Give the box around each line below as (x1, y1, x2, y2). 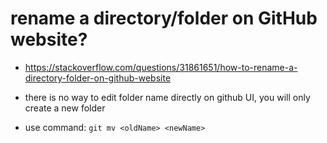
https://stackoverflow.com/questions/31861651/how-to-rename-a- (24, 61, 298, 73)
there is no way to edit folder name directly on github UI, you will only (24, 91, 311, 103)
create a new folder (24, 102, 106, 114)
